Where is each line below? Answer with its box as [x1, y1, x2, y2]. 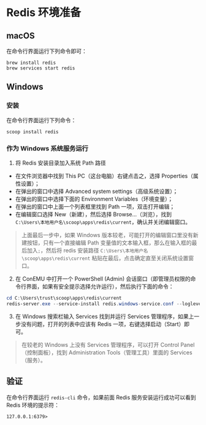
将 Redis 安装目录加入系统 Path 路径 [15, 159, 106, 166]
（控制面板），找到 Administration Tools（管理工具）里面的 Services [21, 348, 193, 356]
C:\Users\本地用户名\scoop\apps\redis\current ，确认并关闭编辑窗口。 [15, 218, 191, 225]
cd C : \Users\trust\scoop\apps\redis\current [6, 295, 122, 301]
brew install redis [6, 60, 56, 66]
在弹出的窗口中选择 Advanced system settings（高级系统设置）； [15, 187, 178, 195]
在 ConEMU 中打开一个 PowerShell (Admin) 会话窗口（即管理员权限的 [15, 275, 191, 283]
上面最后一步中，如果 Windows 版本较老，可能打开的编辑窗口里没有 [21, 231, 193, 238]
